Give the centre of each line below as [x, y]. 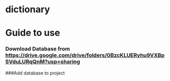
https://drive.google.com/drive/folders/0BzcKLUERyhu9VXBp [85, 55]
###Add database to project [35, 73]
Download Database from [38, 49]
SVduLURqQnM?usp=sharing [43, 62]
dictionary [28, 9]
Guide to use [33, 33]
